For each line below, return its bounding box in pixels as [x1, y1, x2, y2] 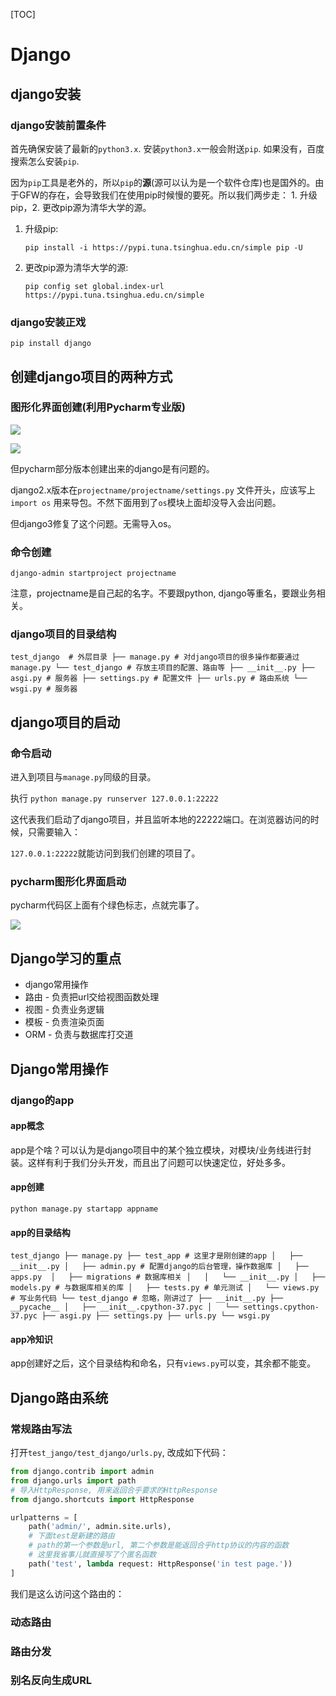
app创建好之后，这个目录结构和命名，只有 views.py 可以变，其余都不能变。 [10, 1357, 317, 1369]
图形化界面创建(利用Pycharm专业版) [10, 400, 186, 414]
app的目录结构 [10, 1226, 71, 1238]
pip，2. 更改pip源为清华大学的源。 [10, 201, 152, 213]
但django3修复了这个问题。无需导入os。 [10, 517, 177, 529]
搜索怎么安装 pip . [10, 155, 80, 167]
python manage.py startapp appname [10, 1204, 159, 1214]
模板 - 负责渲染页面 [24, 1016, 105, 1028]
